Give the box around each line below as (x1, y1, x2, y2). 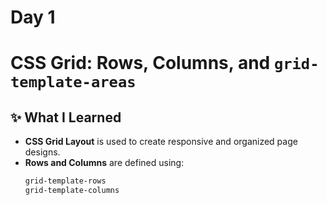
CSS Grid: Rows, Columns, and (10, 52, 271, 75)
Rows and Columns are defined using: (24, 157, 185, 169)
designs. (24, 146, 61, 158)
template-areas (10, 73, 137, 92)
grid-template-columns (24, 186, 120, 196)
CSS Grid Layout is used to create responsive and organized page (24, 136, 298, 148)
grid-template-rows (24, 176, 107, 186)
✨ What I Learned (10, 109, 122, 126)
